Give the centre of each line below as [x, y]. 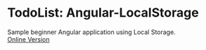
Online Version [28, 39]
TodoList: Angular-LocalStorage [103, 13]
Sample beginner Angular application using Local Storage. [91, 32]
